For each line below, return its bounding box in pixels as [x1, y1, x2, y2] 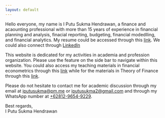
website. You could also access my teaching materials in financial [5, 62, 140, 68]
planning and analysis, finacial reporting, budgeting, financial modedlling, [5, 31, 156, 37]
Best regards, [5, 103, 33, 109]
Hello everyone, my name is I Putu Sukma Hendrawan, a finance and [5, 21, 146, 27]
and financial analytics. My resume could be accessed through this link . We [5, 37, 161, 43]
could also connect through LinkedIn [5, 42, 81, 48]
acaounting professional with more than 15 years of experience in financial [5, 26, 158, 32]
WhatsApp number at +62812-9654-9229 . [5, 93, 92, 99]
